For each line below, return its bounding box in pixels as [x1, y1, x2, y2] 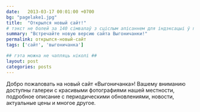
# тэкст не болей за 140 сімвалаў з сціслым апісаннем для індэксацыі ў [6, 25, 190, 32]
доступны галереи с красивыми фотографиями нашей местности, [6, 86, 175, 94]
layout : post [6, 58, 39, 64]
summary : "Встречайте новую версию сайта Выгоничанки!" [6, 31, 148, 37]
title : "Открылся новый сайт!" [6, 20, 86, 26]
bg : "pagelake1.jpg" [6, 14, 58, 20]
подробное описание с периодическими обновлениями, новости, [6, 93, 174, 100]
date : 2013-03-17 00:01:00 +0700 [6, 8, 95, 15]
